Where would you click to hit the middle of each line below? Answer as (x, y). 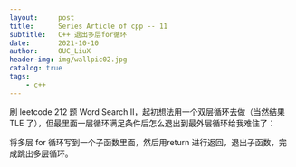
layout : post (42, 18)
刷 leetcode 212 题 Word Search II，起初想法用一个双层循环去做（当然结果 (147, 111)
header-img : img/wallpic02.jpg (68, 60)
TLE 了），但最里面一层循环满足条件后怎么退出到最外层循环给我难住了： (143, 123)
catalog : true (36, 69)
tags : (19, 77)
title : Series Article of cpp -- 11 (89, 26)
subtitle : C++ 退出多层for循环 (68, 34)
